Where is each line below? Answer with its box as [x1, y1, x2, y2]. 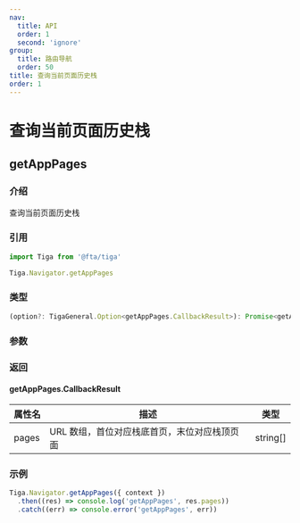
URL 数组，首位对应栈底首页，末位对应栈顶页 [49, 425, 239, 437]
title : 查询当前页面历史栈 [9, 71, 98, 80]
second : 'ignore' [17, 37, 82, 47]
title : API [17, 21, 58, 30]
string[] [254, 431, 287, 444]
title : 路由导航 [17, 54, 73, 63]
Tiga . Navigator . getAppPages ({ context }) [9, 488, 166, 498]
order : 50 [17, 63, 54, 72]
